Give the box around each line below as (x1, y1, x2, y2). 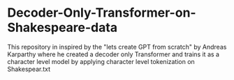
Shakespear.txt (7, 65, 51, 73)
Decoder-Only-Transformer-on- (7, 5, 197, 21)
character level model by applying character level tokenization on (7, 57, 196, 65)
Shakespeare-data (7, 19, 117, 35)
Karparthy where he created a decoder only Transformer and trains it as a (7, 50, 220, 58)
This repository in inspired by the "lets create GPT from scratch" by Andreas (7, 42, 227, 51)
